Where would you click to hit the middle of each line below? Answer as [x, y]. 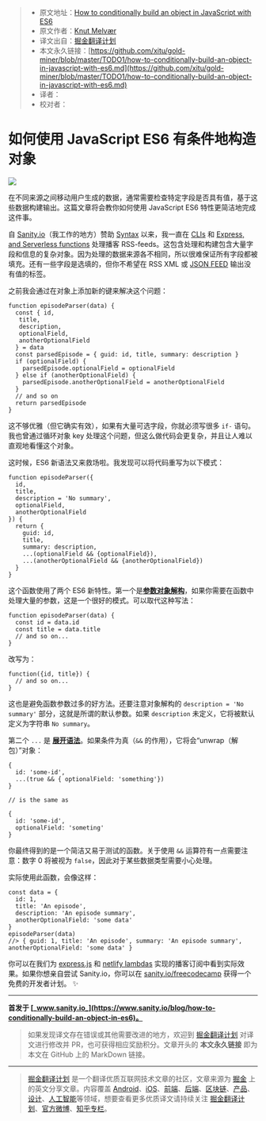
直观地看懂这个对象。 [43, 445]
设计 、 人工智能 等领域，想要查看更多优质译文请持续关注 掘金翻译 [133, 1098]
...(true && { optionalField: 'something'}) [90, 779]
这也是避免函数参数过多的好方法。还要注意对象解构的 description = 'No [126, 703]
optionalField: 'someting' [60, 828]
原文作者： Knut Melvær [78, 31]
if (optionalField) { [51, 361]
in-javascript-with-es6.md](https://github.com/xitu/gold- [131, 68]
